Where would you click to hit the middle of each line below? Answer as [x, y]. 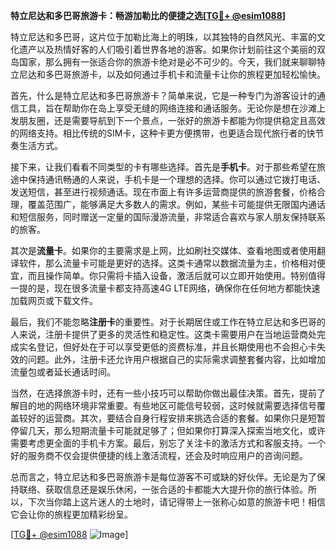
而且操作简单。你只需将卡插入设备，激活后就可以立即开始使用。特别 [167, 275]
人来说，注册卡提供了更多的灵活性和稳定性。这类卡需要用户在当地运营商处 [163, 334]
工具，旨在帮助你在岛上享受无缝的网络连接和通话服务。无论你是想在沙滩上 [172, 108]
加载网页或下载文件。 [54, 300]
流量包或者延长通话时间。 [63, 372]
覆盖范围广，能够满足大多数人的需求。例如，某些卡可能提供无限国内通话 [176, 204]
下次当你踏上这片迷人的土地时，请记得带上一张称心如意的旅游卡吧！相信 [176, 502]
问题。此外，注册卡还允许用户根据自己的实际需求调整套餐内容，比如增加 [176, 359]
